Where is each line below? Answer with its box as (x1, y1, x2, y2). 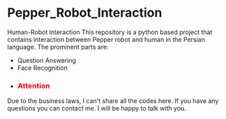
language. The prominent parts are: (7, 42, 110, 51)
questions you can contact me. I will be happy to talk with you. (7, 104, 186, 113)
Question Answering (17, 56, 77, 64)
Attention (17, 81, 50, 90)
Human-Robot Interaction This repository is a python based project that (7, 28, 213, 36)
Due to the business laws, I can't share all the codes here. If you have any (7, 97, 219, 105)
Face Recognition (17, 63, 68, 72)
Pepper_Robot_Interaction (7, 5, 163, 21)
